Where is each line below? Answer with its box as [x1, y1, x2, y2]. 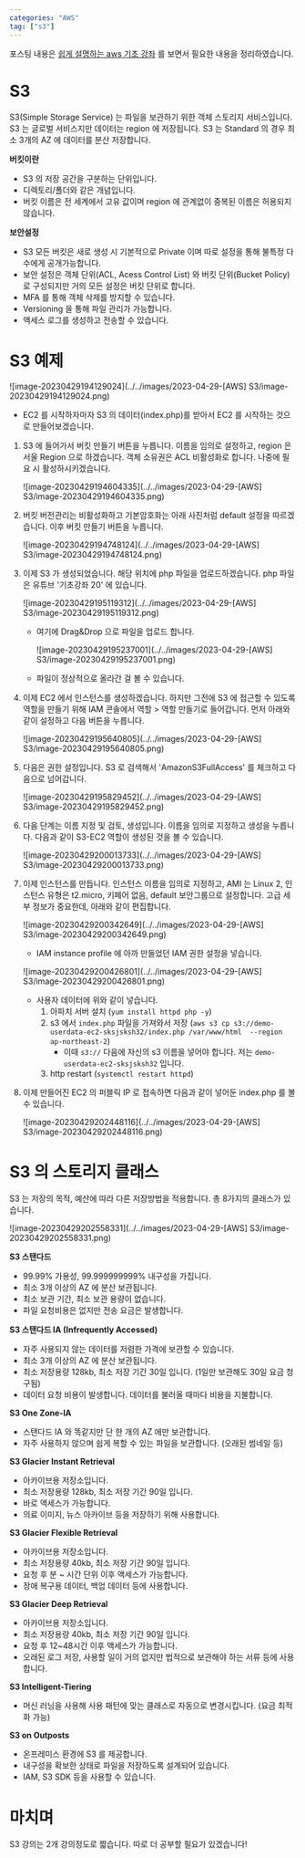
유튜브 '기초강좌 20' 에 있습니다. [32, 579, 147, 590]
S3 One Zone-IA [9, 1407, 72, 1419]
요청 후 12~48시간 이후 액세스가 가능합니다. [22, 1640, 178, 1652]
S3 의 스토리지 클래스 [9, 1161, 159, 1182]
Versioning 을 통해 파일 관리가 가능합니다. [22, 303, 173, 315]
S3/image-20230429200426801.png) [22, 976, 166, 986]
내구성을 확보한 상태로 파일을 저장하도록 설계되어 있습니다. [22, 1760, 230, 1771]
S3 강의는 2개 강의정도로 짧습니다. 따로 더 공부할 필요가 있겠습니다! [9, 1839, 248, 1850]
